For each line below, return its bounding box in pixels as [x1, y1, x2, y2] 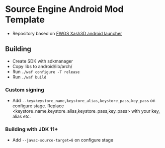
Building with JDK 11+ [5, 126, 58, 133]
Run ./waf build [12, 74, 47, 80]
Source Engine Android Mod [5, 3, 124, 15]
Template [5, 14, 45, 25]
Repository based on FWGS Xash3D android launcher [12, 30, 122, 36]
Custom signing [5, 86, 45, 93]
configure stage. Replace [12, 103, 64, 109]
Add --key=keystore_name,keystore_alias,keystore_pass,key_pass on [12, 98, 156, 104]
